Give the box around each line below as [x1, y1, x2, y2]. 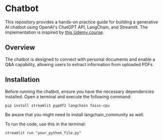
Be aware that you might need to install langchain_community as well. [5, 111, 145, 117]
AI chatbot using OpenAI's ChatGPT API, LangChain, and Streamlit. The [5, 24, 148, 30]
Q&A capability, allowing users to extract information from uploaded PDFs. [5, 61, 154, 67]
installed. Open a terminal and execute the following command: [5, 93, 131, 100]
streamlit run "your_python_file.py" [5, 130, 82, 135]
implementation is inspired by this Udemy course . [5, 29, 105, 35]
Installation [5, 76, 40, 84]
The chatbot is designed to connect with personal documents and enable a [5, 56, 156, 62]
